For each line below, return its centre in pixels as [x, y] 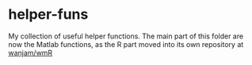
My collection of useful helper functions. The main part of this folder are [126, 36]
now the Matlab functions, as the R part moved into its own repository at [126, 44]
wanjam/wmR [31, 52]
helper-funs [48, 14]
